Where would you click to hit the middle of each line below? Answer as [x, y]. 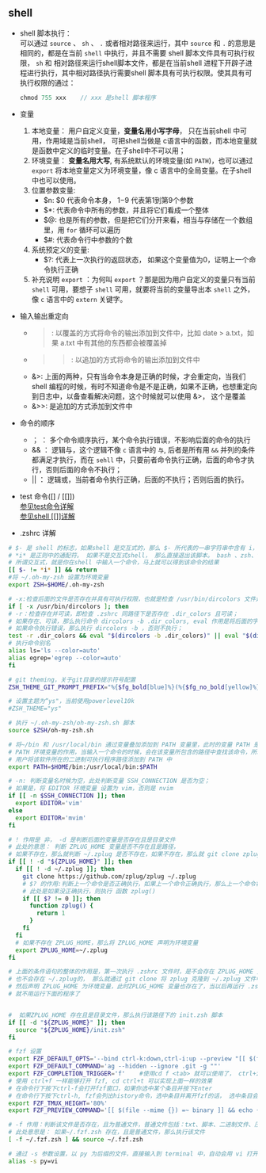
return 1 [51, 913]
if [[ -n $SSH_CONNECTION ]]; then [67, 796]
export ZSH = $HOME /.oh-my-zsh [56, 585]
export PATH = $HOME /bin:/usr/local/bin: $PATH [83, 767]
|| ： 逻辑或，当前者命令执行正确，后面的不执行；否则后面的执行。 [140, 480]
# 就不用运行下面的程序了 [44, 994]
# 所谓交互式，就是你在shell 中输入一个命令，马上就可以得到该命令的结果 [114, 563]
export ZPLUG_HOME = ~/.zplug [62, 950]
